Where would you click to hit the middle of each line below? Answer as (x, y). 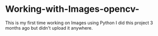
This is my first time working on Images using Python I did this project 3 (79, 23)
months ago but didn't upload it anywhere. (49, 28)
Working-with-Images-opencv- (72, 9)
